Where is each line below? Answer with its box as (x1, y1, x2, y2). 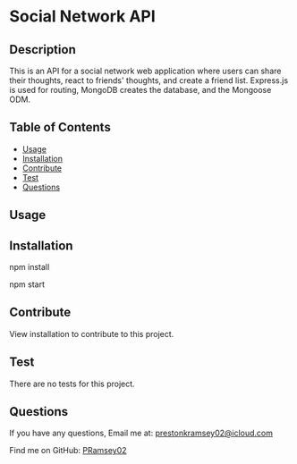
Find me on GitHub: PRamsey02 (9, 445, 127, 456)
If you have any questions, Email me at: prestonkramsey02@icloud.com (9, 427, 273, 439)
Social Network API (9, 6, 157, 27)
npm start (9, 279, 46, 290)
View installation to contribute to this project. (9, 328, 174, 339)
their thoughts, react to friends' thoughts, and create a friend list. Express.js (9, 75, 289, 86)
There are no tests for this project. (9, 378, 136, 389)
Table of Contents (9, 120, 112, 135)
